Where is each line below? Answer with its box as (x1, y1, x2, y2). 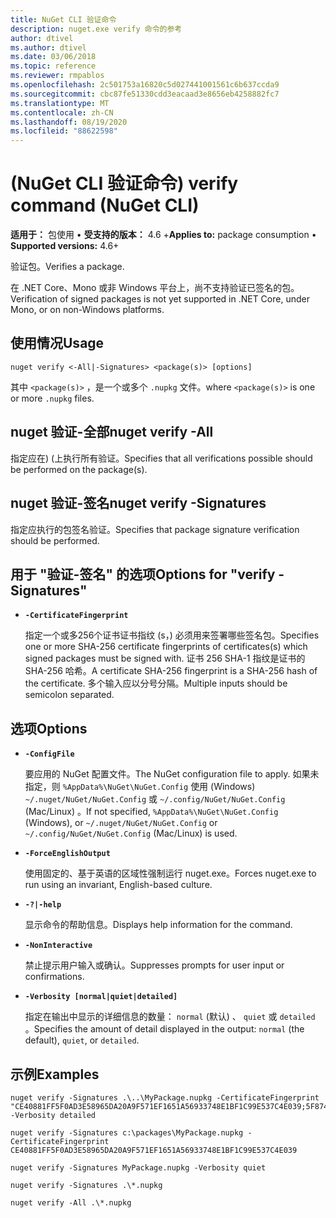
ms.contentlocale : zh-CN (10, 107, 114, 118)
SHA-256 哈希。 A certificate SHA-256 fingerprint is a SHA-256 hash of (24, 665, 318, 677)
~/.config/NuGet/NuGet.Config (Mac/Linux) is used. (24, 827, 238, 840)
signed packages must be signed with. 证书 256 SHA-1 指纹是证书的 (24, 652, 306, 665)
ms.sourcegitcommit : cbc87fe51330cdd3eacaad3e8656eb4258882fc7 (10, 89, 280, 99)
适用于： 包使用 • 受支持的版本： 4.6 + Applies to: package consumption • (10, 229, 317, 241)
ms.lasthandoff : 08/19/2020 (10, 117, 128, 127)
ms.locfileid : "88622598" (10, 126, 118, 136)
